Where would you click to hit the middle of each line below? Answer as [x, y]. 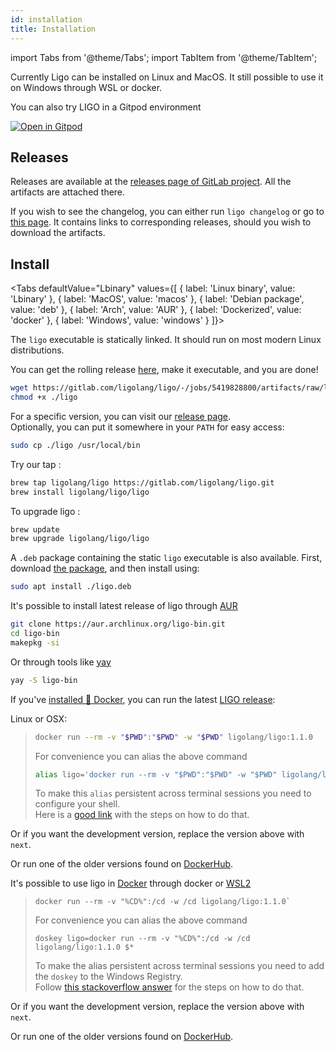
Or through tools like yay [61, 662]
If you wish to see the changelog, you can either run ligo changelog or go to [167, 212]
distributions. [37, 350]
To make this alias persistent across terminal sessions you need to [173, 793]
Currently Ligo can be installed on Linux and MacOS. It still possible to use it [167, 77]
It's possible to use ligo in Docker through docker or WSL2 [131, 883]
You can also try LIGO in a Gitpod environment [106, 107]
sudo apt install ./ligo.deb [71, 587]
